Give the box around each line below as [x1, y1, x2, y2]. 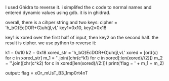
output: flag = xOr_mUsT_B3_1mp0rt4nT [5, 70, 88, 76]
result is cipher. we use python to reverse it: [5, 40, 97, 46]
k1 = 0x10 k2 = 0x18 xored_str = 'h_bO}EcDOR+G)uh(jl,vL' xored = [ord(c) [5, 50, 158, 55]
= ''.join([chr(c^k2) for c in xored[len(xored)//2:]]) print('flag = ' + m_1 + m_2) [5, 60, 164, 66]
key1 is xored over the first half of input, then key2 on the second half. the [5, 35, 158, 40]
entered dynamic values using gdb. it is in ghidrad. [5, 10, 111, 16]
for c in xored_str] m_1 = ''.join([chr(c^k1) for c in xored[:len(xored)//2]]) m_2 [5, 55, 163, 61]
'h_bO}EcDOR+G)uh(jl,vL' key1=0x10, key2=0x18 [5, 25, 107, 31]
